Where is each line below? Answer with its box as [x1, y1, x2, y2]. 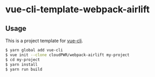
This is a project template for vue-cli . [5, 37, 83, 44]
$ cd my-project [5, 57, 40, 62]
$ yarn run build [5, 67, 43, 72]
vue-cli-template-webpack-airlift [5, 4, 150, 15]
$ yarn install [5, 62, 38, 67]
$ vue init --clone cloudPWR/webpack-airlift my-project [5, 52, 130, 57]
